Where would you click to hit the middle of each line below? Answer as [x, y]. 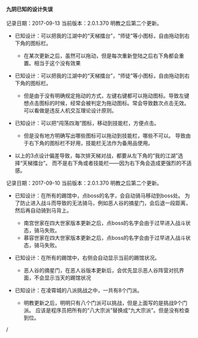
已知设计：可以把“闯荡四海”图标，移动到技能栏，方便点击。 [87, 123]
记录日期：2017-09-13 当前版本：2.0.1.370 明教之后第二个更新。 [84, 23]
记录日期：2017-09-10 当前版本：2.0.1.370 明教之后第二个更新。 [84, 183]
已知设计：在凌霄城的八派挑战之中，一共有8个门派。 [79, 291]
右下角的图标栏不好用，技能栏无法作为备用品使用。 [91, 143]
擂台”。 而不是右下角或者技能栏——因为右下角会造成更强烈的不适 [112, 163]
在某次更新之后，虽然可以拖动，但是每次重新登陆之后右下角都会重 [104, 56]
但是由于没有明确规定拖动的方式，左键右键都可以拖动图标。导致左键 [106, 96]
